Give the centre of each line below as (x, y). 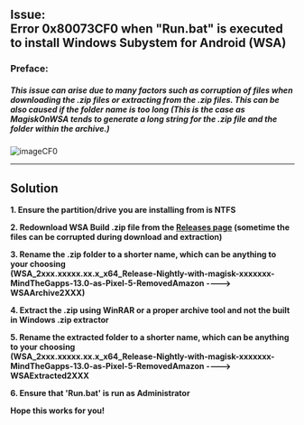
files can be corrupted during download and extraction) (116, 237)
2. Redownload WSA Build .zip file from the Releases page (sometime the (150, 227)
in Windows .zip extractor (60, 320)
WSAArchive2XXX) (48, 293)
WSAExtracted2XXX (50, 376)
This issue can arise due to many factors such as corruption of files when (152, 90)
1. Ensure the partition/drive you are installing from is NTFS (123, 210)
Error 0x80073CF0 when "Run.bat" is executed (147, 29)
